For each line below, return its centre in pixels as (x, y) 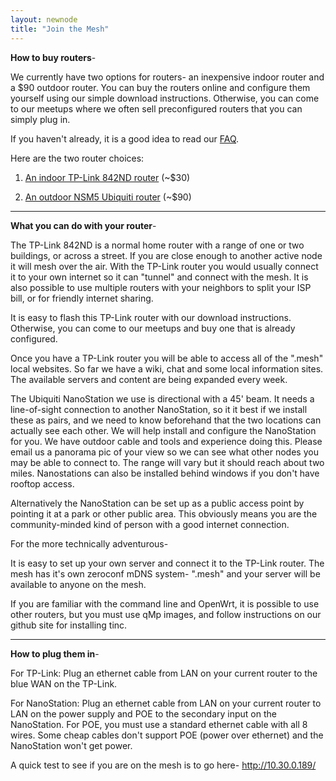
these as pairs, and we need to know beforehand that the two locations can (166, 420)
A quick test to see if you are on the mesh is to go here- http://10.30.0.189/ (163, 765)
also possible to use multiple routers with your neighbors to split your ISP (161, 287)
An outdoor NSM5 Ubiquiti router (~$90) (108, 197)
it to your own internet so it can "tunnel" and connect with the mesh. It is (159, 277)
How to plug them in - (55, 653)
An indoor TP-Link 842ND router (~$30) (107, 177)
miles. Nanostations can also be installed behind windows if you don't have (165, 473)
